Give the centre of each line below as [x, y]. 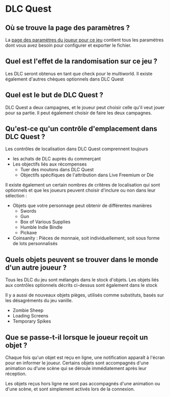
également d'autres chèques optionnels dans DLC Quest [64, 79]
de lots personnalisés [35, 244]
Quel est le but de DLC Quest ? [54, 95]
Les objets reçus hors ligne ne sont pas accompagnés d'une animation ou [83, 384]
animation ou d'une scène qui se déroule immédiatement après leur [76, 368]
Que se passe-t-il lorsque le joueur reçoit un [77, 337]
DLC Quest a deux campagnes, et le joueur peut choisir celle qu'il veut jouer [85, 107]
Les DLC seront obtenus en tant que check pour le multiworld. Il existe [79, 73]
